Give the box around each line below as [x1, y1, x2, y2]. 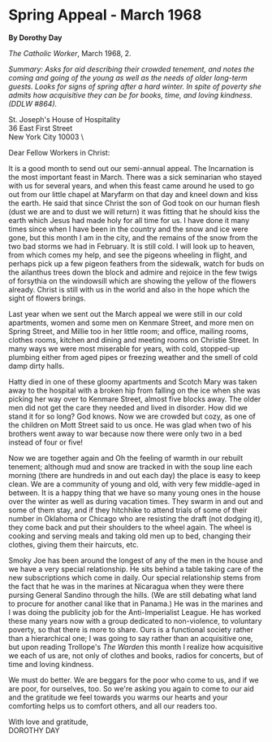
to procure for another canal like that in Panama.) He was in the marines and [8, 599, 264, 608]
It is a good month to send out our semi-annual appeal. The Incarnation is [8, 163, 254, 173]
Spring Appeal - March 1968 [8, 6, 202, 24]
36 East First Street [8, 123, 73, 133]
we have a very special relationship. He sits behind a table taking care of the [8, 564, 264, 573]
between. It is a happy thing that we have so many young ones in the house [8, 487, 261, 498]
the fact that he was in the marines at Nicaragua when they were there [8, 581, 244, 591]
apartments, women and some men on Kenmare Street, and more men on [8, 318, 254, 327]
